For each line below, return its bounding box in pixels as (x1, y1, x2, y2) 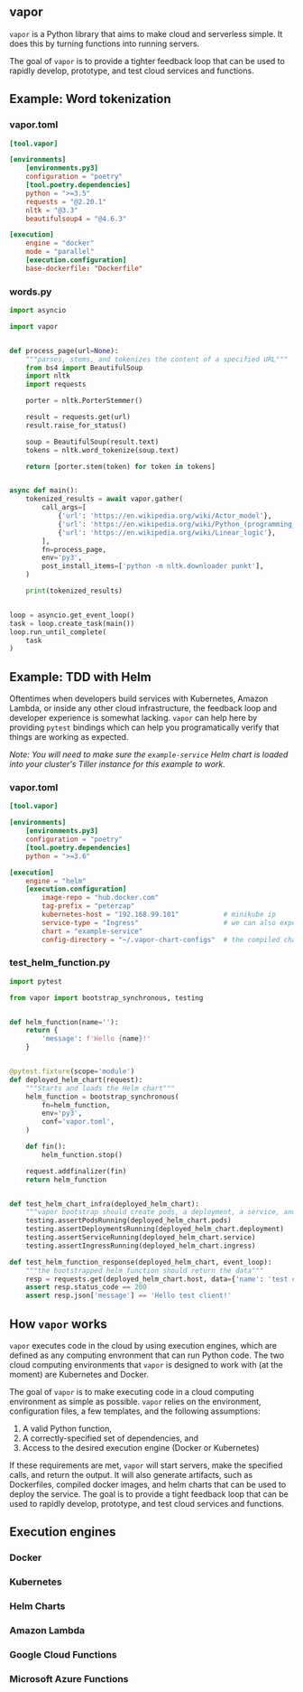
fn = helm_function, (41, 1100, 111, 1109)
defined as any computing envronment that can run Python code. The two (9, 1350, 285, 1360)
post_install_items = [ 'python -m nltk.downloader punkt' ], (41, 562, 264, 571)
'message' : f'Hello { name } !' (41, 1034, 151, 1043)
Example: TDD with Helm (9, 669, 151, 685)
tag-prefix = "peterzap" (41, 902, 135, 911)
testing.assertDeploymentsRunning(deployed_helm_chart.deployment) (25, 1225, 284, 1234)
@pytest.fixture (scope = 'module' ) (9, 1067, 135, 1076)
